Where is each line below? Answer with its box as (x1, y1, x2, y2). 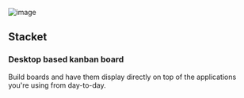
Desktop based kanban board (8, 54, 124, 65)
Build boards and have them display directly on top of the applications (8, 72, 237, 81)
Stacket (8, 30, 48, 43)
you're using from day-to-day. (8, 80, 107, 90)
